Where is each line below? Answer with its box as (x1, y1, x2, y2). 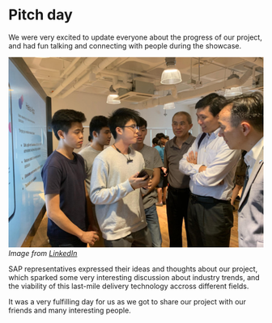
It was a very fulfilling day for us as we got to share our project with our (8, 297, 247, 307)
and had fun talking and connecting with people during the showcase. (8, 40, 242, 50)
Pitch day (8, 6, 73, 24)
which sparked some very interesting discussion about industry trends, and (8, 273, 261, 283)
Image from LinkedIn (8, 249, 78, 258)
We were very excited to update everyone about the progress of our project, (8, 32, 263, 42)
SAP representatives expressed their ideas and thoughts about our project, (8, 264, 258, 274)
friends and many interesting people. (8, 305, 131, 316)
